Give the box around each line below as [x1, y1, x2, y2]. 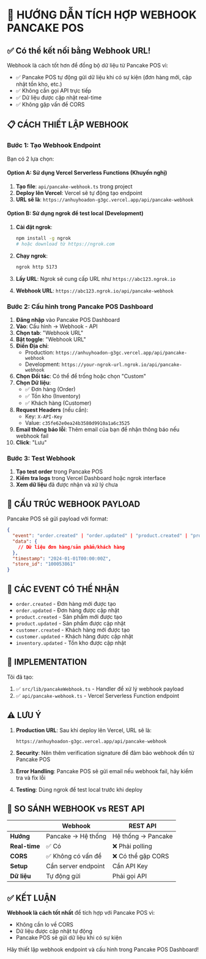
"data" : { [12, 538, 37, 544]
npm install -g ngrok [15, 235, 71, 242]
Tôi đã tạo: [7, 673, 34, 681]
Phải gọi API [112, 872, 147, 881]
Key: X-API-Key [24, 413, 63, 420]
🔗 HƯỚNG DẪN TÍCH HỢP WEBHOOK [7, 8, 197, 22]
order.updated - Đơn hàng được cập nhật [15, 606, 120, 614]
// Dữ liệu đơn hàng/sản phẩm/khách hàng [18, 544, 125, 550]
